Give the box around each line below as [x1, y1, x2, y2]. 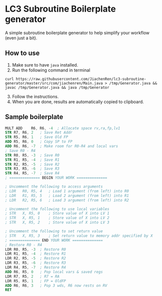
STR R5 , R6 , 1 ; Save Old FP [5, 135, 68, 139]
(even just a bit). [5, 35, 37, 41]
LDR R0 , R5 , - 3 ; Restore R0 [5, 247, 66, 252]
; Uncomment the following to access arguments [5, 184, 103, 189]
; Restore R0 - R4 [5, 242, 42, 247]
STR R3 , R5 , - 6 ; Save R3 [5, 166, 60, 171]
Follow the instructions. [12, 93, 59, 99]
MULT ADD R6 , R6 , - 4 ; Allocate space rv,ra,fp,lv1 [5, 125, 120, 131]
